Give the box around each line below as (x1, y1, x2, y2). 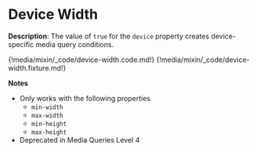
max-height (31, 128, 67, 136)
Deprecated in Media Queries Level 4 (19, 135, 140, 144)
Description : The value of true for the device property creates (8, 31, 210, 41)
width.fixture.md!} (8, 63, 67, 72)
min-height (31, 120, 67, 128)
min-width (31, 103, 64, 111)
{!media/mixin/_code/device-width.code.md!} (8, 55, 155, 64)
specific (8, 39, 34, 49)
